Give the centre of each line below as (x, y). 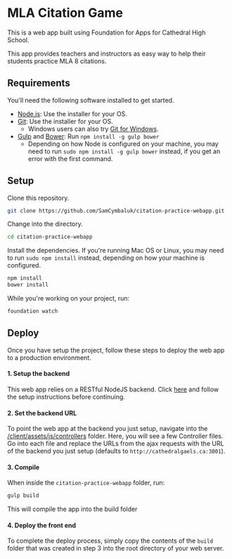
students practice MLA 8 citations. (57, 61)
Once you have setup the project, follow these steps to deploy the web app (116, 350)
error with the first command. (70, 158)
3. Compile (24, 467)
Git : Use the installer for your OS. (65, 121)
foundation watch (33, 311)
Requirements (39, 83)
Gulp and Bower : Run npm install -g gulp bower (88, 136)
